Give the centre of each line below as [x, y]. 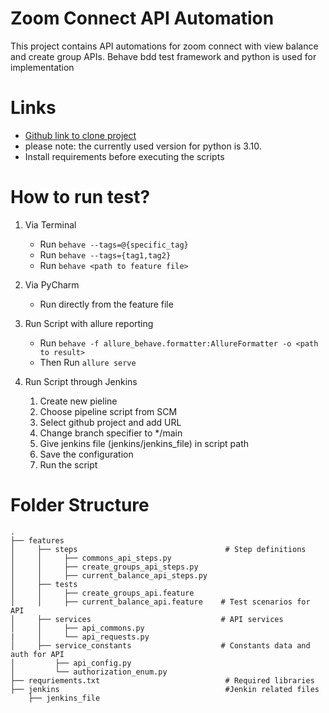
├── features [37, 540]
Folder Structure [80, 505]
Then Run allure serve [88, 362]
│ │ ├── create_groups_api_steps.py [104, 567]
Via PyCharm [52, 284]
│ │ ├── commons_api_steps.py [91, 558]
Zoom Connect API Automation [142, 18]
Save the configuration [86, 454]
